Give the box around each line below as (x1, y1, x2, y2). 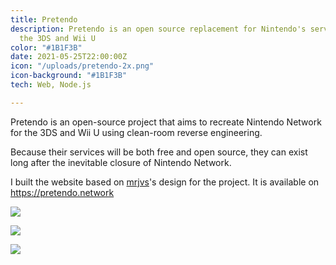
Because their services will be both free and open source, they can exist (10, 146, 308, 158)
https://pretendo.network (10, 186, 115, 198)
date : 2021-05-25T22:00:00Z (10, 52, 128, 62)
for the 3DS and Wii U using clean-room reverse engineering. (10, 126, 263, 138)
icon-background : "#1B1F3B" (10, 71, 128, 81)
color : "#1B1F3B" (10, 42, 83, 53)
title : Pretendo (10, 14, 78, 25)
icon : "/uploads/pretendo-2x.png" (10, 61, 155, 71)
